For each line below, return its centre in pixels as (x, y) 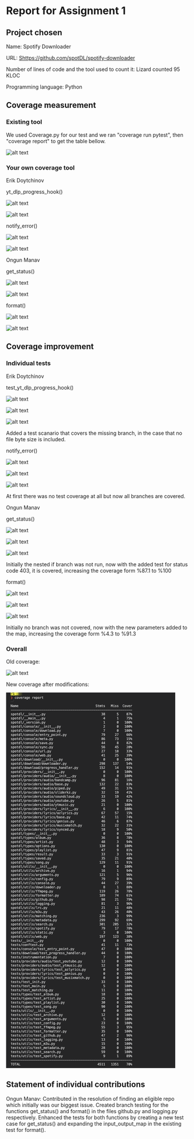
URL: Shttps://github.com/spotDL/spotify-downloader (71, 58)
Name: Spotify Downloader (39, 46)
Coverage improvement (50, 347)
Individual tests (28, 363)
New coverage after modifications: (48, 684)
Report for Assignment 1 (66, 11)
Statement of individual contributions (76, 1085)
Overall (17, 648)
